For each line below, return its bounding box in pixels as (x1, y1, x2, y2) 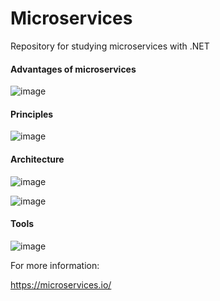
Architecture (10, 153, 65, 165)
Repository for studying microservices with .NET (10, 40, 210, 52)
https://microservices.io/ (10, 278, 112, 291)
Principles (10, 108, 54, 120)
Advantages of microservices (10, 63, 137, 75)
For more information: (10, 259, 100, 271)
